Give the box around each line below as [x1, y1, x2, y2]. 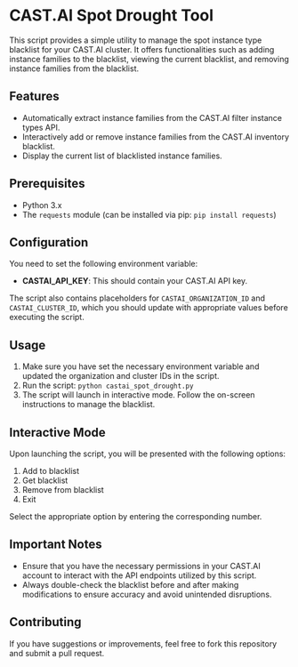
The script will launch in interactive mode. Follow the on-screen [21, 390, 255, 400]
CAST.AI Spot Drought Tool [9, 5, 214, 26]
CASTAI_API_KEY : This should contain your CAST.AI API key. [21, 276, 247, 286]
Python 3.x [21, 199, 62, 210]
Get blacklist [21, 475, 68, 486]
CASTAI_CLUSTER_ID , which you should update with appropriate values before [9, 302, 289, 313]
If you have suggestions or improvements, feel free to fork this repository [9, 638, 278, 649]
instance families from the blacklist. [9, 63, 140, 74]
